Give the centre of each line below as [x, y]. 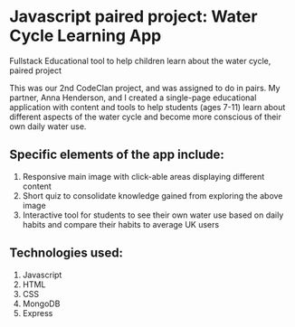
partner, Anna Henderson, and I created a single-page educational [133, 98]
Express [38, 313]
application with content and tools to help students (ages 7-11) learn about [147, 107]
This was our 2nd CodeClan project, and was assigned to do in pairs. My [145, 88]
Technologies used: [67, 253]
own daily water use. [48, 126]
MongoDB [41, 304]
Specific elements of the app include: [117, 155]
